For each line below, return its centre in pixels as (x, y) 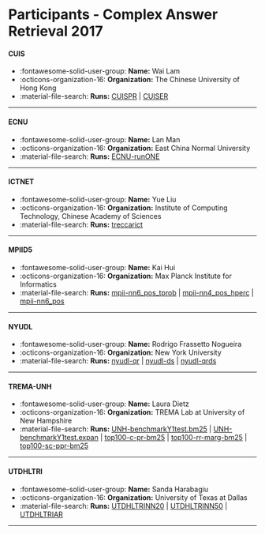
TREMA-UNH (30, 386)
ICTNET (21, 182)
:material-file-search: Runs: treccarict (81, 224)
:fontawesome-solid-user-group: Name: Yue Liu (98, 199)
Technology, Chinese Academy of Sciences (90, 216)
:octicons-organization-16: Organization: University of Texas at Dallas (133, 497)
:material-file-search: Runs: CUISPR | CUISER (94, 96)
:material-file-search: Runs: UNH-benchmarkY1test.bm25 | (116, 429)
